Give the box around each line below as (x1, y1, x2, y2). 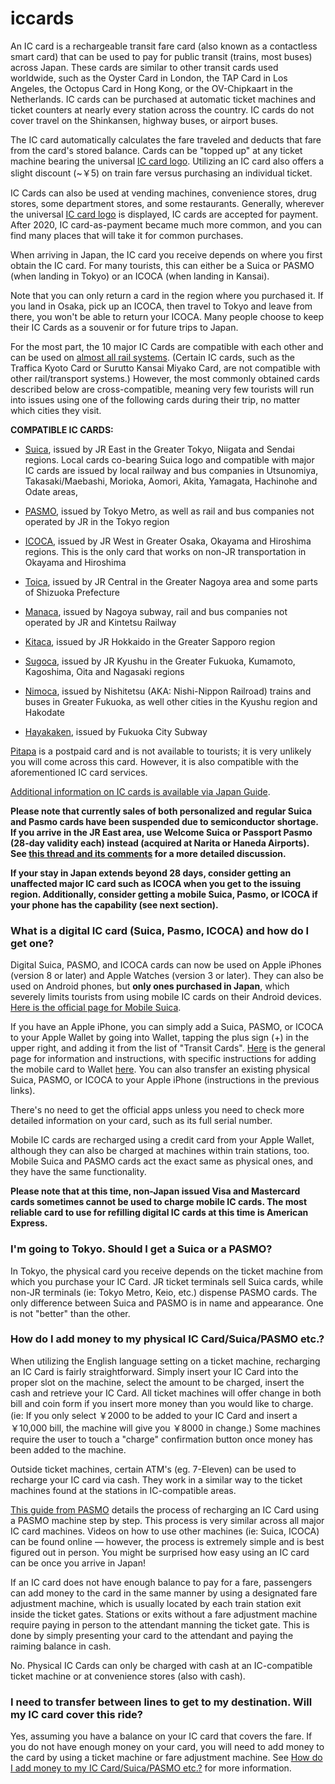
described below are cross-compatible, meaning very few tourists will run (10, 383, 315, 395)
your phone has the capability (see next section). (10, 898, 219, 911)
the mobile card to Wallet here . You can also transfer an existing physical (10, 1063, 310, 1076)
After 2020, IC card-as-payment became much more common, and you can (10, 218, 322, 231)
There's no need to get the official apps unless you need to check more (10, 1104, 305, 1116)
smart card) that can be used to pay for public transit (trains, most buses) (10, 50, 313, 62)
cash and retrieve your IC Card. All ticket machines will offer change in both (10, 1387, 322, 1399)
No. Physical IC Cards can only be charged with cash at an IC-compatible (10, 1659, 313, 1671)
